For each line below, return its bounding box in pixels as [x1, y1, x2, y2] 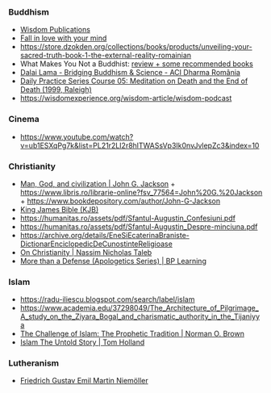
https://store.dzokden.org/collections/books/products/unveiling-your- [19, 42, 252, 52]
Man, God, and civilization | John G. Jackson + [19, 178, 176, 188]
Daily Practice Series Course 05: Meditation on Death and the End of [19, 76, 248, 86]
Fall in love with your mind [19, 33, 107, 43]
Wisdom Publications [19, 25, 91, 35]
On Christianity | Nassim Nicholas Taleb [19, 247, 152, 257]
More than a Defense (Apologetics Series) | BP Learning [19, 256, 207, 265]
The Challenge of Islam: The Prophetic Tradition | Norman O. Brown [19, 329, 244, 339]
